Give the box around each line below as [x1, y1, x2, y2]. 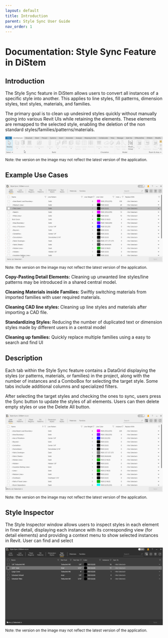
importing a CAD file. [5, 309, 48, 315]
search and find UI [5, 339, 43, 345]
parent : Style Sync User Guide [5, 19, 70, 24]
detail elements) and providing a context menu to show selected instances [5, 533, 158, 539]
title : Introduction [5, 13, 48, 19]
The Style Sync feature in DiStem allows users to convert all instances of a [5, 90, 158, 96]
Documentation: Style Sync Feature [5, 46, 156, 58]
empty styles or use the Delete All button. [5, 403, 91, 409]
